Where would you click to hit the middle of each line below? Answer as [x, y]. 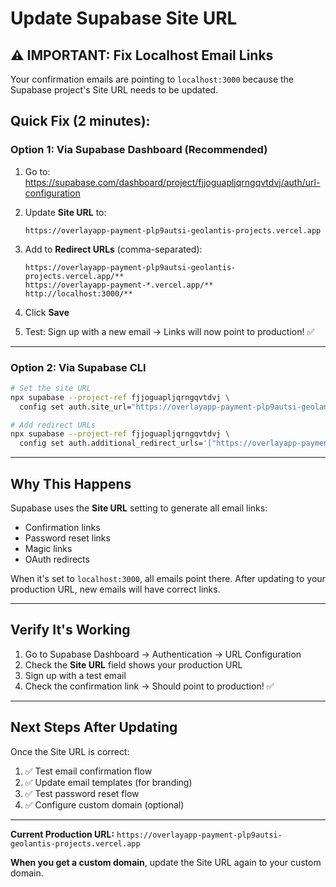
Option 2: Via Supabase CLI [78, 367]
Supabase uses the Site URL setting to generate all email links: [139, 508]
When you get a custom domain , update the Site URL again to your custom [166, 862]
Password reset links [67, 538]
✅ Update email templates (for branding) [108, 782]
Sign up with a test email [75, 675]
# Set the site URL [51, 388]
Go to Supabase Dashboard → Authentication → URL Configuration [163, 654]
